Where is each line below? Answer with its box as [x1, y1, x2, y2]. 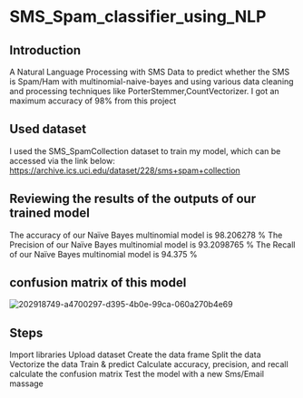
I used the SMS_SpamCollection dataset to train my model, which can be [9, 145, 281, 156]
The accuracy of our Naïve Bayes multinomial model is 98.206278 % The [9, 229, 283, 240]
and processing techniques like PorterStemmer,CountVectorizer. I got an [9, 86, 279, 96]
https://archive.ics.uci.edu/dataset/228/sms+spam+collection [9, 165, 240, 176]
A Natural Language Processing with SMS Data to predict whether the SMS [9, 66, 290, 77]
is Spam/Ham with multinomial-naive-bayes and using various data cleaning [9, 76, 294, 87]
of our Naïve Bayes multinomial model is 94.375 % [9, 248, 198, 259]
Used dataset [9, 121, 87, 137]
